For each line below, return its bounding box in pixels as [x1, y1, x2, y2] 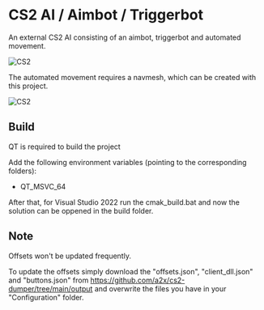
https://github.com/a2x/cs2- [90, 275, 185, 285]
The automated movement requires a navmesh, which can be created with [8, 72, 257, 82]
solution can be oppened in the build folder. [8, 206, 154, 215]
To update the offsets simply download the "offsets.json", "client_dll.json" [8, 266, 253, 276]
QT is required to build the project [8, 142, 121, 151]
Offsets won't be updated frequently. [8, 251, 132, 261]
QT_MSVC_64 [19, 181, 66, 191]
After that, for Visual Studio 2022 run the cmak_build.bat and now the [8, 197, 241, 207]
